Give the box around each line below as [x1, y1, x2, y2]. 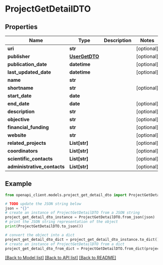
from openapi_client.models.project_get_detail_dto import [5, 192, 127, 197]
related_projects [7, 140, 47, 146]
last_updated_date [7, 69, 51, 76]
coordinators [7, 148, 38, 154]
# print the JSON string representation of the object [5, 219, 118, 224]
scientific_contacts [7, 156, 53, 162]
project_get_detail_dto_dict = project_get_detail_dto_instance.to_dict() [5, 237, 160, 242]
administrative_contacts [7, 163, 65, 170]
